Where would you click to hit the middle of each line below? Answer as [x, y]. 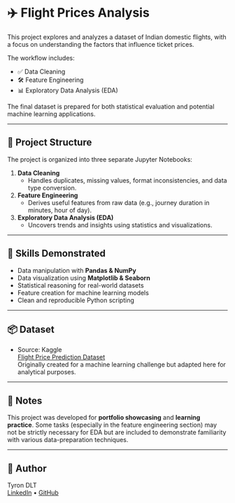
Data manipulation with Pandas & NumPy [77, 270]
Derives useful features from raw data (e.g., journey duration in [119, 202]
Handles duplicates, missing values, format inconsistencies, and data [127, 180]
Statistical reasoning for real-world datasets [81, 285]
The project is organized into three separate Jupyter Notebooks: [100, 159]
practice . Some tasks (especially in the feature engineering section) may [112, 425]
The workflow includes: [41, 58]
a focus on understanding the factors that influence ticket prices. [101, 44]
